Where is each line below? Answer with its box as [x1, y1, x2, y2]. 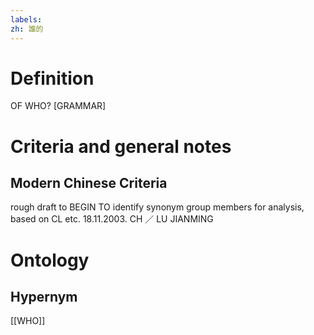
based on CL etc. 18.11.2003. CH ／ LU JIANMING [10, 213, 214, 225]
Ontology [10, 249, 90, 271]
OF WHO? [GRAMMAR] [10, 100, 107, 112]
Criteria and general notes [10, 135, 232, 158]
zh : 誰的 [10, 24, 44, 34]
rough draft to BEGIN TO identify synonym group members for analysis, [10, 201, 305, 213]
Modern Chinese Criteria [10, 175, 168, 192]
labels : [10, 14, 43, 25]
